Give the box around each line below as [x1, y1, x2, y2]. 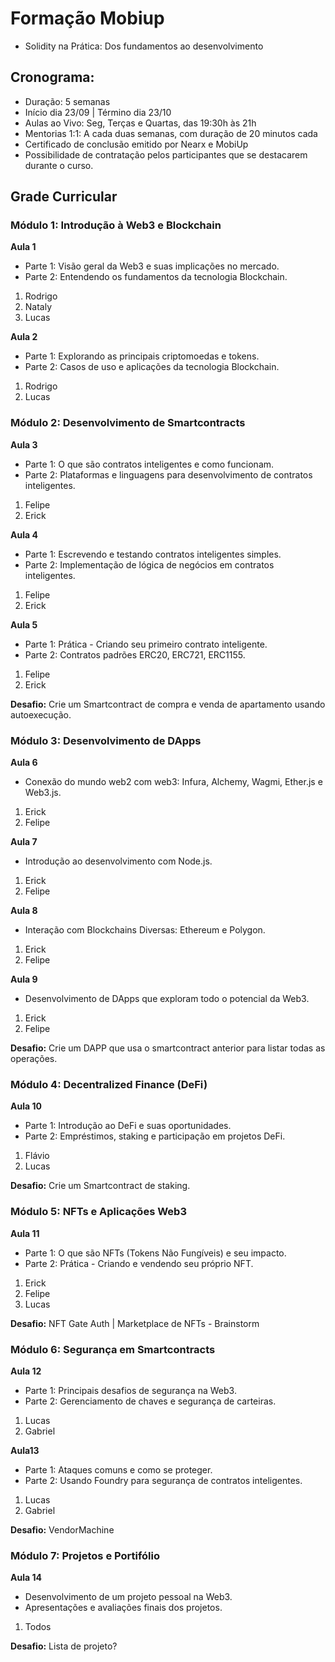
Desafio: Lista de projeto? [10, 1640, 118, 1652]
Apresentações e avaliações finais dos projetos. [24, 1602, 223, 1614]
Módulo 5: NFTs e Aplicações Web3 [10, 1205, 187, 1219]
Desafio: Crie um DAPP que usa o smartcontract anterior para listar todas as [10, 1042, 326, 1054]
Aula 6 [10, 757, 38, 769]
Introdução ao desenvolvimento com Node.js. [24, 855, 213, 867]
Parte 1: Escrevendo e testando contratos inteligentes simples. [24, 548, 282, 560]
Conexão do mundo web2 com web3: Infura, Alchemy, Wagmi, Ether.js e [24, 776, 323, 788]
